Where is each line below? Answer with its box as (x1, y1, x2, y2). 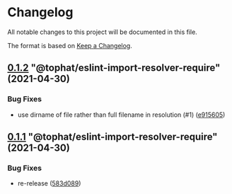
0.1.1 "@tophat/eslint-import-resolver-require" (7, 131, 218, 143)
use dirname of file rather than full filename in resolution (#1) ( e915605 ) (17, 110, 226, 119)
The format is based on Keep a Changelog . (7, 41, 132, 50)
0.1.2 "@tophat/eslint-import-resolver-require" (7, 62, 221, 74)
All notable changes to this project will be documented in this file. (7, 28, 198, 36)
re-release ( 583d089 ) (17, 179, 81, 188)
